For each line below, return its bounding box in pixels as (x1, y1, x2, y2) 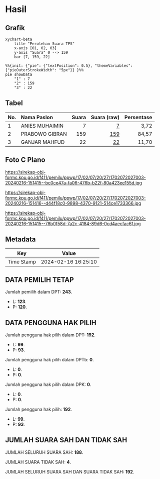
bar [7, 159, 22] (14, 54, 50, 59)
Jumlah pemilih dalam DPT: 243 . (5, 289, 72, 295)
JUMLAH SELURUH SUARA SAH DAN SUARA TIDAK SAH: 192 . (5, 468, 134, 474)
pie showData (5, 72, 32, 77)
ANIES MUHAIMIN (20, 122, 64, 129)
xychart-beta (5, 37, 32, 42)
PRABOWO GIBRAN (20, 130, 67, 137)
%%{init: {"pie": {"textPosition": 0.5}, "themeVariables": (5, 63, 133, 68)
